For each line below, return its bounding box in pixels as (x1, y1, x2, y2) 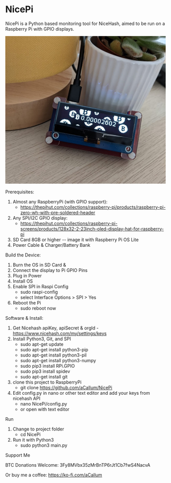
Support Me (5, 452, 31, 458)
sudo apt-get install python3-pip (20, 346, 89, 352)
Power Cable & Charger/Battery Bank (12, 242, 91, 248)
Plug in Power (12, 272, 42, 278)
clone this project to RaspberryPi (12, 379, 82, 385)
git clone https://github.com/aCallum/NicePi (20, 384, 112, 391)
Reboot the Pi (12, 299, 41, 306)
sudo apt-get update (20, 341, 64, 347)
